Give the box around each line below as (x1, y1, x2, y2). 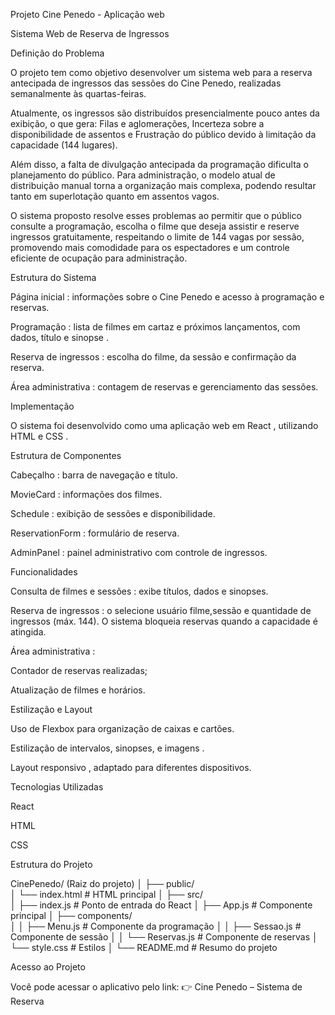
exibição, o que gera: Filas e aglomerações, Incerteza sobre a (10, 118, 265, 129)
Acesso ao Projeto (10, 961, 86, 973)
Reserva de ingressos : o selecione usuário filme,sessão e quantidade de (10, 605, 312, 616)
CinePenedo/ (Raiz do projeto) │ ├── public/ (10, 878, 195, 889)
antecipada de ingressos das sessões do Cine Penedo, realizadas (10, 77, 282, 89)
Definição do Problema (10, 47, 105, 59)
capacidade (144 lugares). (10, 139, 118, 151)
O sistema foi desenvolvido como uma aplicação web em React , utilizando (10, 420, 319, 431)
